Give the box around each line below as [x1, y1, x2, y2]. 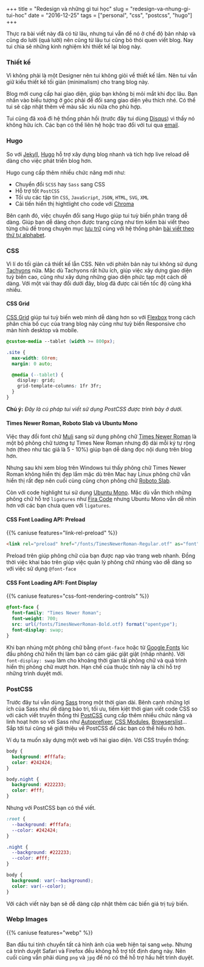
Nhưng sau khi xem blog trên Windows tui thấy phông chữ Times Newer [6, 464, 186, 472]
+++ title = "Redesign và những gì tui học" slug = [6, 5, 129, 12]
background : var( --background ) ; [12, 877, 94, 884]
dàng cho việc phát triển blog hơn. [6, 157, 92, 164]
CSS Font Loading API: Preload [6, 515, 86, 523]
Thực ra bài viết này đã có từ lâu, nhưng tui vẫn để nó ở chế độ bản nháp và [6, 30, 196, 37]
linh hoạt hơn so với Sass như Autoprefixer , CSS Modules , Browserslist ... [6, 718, 187, 725]
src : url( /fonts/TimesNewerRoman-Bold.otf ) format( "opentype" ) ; [12, 622, 178, 628]
